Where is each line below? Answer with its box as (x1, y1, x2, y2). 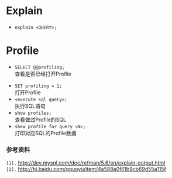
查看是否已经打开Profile (14, 70, 72, 77)
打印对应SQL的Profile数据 (14, 129, 77, 136)
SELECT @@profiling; (14, 64, 65, 70)
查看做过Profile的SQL (14, 116, 66, 123)
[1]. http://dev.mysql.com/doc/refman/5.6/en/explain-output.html (6, 159, 166, 166)
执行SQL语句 (14, 102, 46, 109)
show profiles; (14, 110, 52, 116)
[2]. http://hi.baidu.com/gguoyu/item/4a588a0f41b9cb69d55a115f (6, 166, 167, 173)
